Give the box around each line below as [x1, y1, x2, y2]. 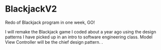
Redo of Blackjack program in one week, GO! [5, 19, 95, 25]
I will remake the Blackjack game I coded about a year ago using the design [5, 29, 157, 34]
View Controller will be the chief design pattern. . [5, 39, 103, 45]
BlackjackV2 [5, 3, 57, 15]
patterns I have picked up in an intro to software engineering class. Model [5, 34, 153, 40]
